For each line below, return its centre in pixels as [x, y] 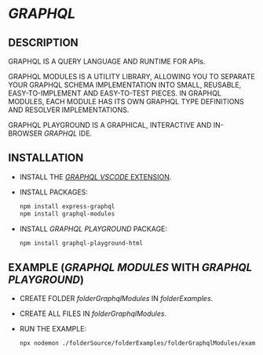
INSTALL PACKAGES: [54, 192]
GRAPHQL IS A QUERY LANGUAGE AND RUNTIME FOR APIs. [107, 61]
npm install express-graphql [67, 206]
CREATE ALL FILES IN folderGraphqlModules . [93, 313]
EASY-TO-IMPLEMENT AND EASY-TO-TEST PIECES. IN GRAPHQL [115, 93]
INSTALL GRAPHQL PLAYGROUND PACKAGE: [93, 229]
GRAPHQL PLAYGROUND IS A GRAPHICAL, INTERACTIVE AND [110, 125]
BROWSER [26, 133]
